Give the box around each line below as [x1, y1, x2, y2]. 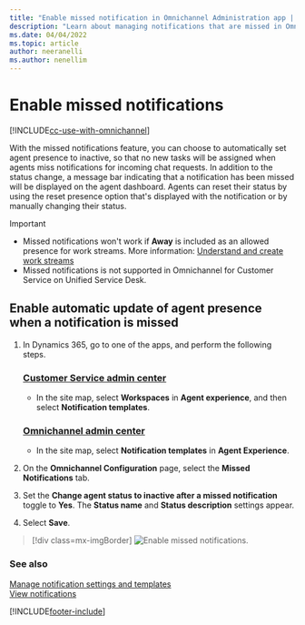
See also [9, 558, 48, 570]
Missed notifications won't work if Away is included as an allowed [22, 236, 270, 247]
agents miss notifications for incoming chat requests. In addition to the [9, 161, 273, 173]
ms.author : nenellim [9, 55, 88, 65]
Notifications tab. [22, 472, 91, 483]
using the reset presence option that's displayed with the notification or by [9, 190, 288, 201]
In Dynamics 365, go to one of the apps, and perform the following [22, 338, 272, 350]
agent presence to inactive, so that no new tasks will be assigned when [9, 152, 277, 163]
